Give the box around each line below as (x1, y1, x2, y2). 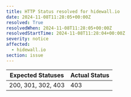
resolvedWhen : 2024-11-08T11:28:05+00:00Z (6, 25, 112, 31)
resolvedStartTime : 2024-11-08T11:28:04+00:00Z (6, 31, 126, 36)
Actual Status (70, 71, 110, 79)
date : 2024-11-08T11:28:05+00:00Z (6, 14, 91, 20)
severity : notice (6, 36, 49, 42)
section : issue (6, 52, 44, 58)
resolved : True (6, 19, 44, 25)
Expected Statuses (9, 71, 64, 79)
